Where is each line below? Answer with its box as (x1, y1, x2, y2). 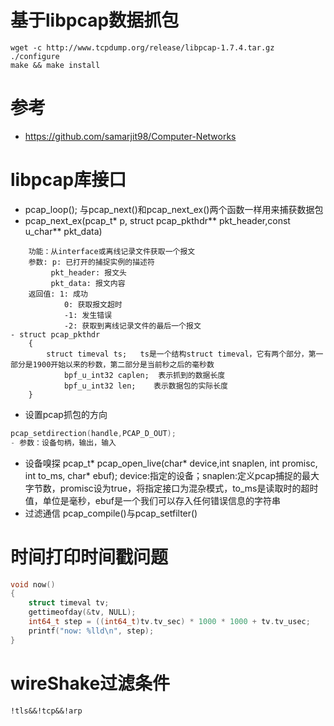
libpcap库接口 (10, 169, 127, 191)
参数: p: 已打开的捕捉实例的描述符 (28, 257, 155, 267)
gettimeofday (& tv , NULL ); (28, 607, 137, 618)
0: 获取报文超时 (63, 299, 123, 310)
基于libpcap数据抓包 (10, 9, 180, 32)
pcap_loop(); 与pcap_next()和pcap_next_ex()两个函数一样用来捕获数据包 (24, 203, 324, 215)
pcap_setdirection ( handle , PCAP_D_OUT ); (10, 428, 177, 438)
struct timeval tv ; (28, 598, 110, 608)
